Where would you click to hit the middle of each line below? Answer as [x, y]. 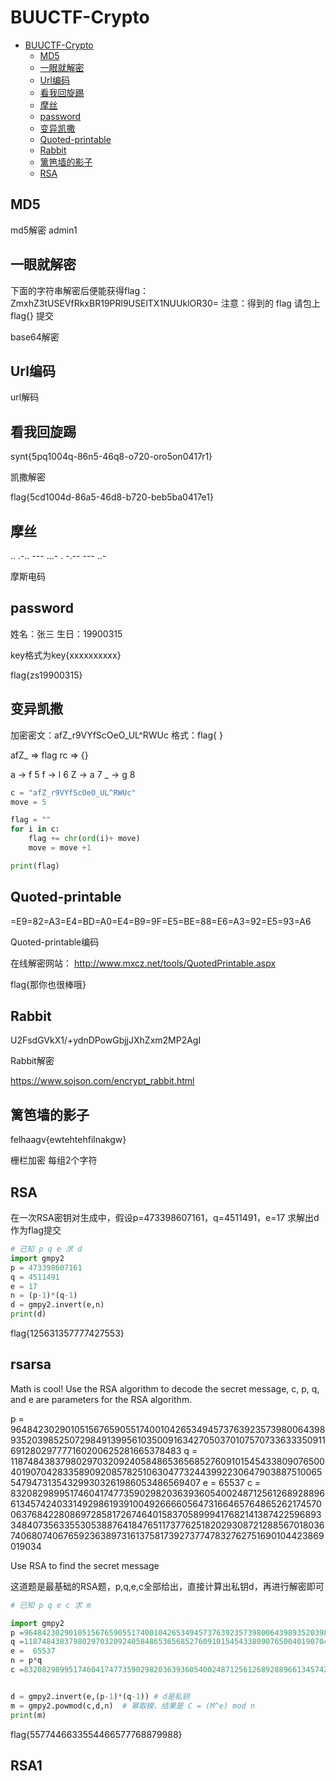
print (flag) [35, 866]
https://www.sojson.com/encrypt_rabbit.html [102, 1081]
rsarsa [31, 1364]
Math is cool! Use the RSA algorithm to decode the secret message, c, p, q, [165, 1388]
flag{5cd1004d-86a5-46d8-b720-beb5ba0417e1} [112, 497]
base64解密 [35, 337]
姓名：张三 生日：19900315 [66, 633]
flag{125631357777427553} [67, 1333]
